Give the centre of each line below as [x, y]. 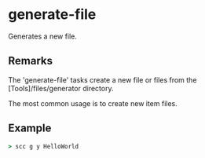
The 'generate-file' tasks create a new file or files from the [102, 79]
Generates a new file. [42, 36]
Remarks [31, 61]
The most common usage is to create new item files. [93, 103]
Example [30, 129]
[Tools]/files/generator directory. [61, 88]
